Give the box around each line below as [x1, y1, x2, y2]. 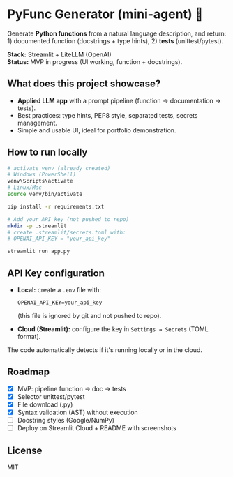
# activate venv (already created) [7, 165, 111, 172]
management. [17, 119, 58, 127]
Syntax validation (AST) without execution [17, 408, 138, 416]
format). [17, 333, 41, 340]
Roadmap [7, 366, 50, 378]
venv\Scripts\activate [7, 178, 73, 185]
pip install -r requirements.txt [7, 203, 105, 210]
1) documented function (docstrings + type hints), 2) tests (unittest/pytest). [7, 36, 224, 45]
